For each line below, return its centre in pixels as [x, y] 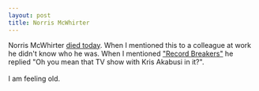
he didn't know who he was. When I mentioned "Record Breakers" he [121, 53]
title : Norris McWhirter [49, 23]
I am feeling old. [34, 78]
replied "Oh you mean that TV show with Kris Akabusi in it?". [106, 62]
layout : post [30, 15]
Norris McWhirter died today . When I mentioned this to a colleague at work [129, 45]
